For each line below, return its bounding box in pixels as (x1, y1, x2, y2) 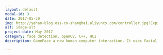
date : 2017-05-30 (5, 16, 40, 21)
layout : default (5, 7, 38, 12)
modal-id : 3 (5, 12, 29, 16)
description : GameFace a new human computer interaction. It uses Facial (5, 39, 158, 43)
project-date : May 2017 (5, 29, 53, 34)
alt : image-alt (5, 25, 36, 30)
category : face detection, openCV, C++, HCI (5, 34, 97, 39)
